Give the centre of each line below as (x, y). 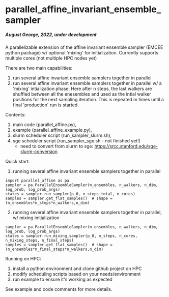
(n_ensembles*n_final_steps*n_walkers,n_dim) (54, 249)
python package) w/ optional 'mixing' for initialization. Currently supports (82, 53)
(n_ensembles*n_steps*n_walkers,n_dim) (48, 203)
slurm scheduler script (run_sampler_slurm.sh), (62, 135)
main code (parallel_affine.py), (44, 125)
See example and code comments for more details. (59, 289)
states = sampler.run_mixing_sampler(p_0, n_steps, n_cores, (72, 236)
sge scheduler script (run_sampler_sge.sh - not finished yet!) (77, 141)
